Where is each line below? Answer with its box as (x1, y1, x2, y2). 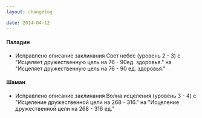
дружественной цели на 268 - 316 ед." (15, 105, 115, 112)
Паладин (6, 39, 30, 46)
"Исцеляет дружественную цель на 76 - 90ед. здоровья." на (15, 58, 172, 65)
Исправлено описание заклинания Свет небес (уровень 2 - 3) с (15, 52, 181, 59)
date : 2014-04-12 (6, 19, 50, 26)
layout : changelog (6, 8, 53, 15)
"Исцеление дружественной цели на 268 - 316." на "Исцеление (15, 98, 180, 106)
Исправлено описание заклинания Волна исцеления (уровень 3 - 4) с (15, 92, 197, 99)
